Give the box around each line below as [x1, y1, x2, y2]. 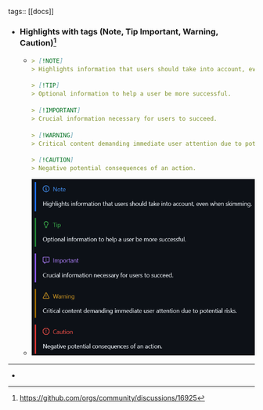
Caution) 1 [19, 35, 57, 49]
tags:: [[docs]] [8, 7, 55, 16]
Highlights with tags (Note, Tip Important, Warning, [19, 26, 219, 37]
